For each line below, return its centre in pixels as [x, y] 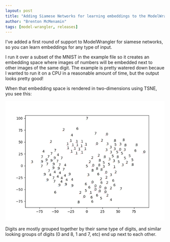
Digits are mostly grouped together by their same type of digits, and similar [83, 229]
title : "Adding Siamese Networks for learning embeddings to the [75, 16]
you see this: [18, 94]
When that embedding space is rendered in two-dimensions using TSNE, [81, 88]
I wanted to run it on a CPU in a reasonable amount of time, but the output [82, 73]
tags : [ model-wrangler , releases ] [42, 27]
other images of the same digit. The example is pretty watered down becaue [85, 68]
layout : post [19, 11]
